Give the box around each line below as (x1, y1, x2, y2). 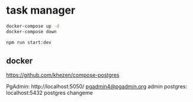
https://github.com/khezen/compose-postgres (6, 72, 120, 79)
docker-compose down (6, 28, 57, 34)
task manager (6, 4, 76, 17)
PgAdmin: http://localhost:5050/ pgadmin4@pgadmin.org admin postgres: (6, 83, 188, 90)
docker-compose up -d (6, 23, 60, 29)
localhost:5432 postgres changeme (6, 90, 93, 97)
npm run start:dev (6, 39, 52, 45)
